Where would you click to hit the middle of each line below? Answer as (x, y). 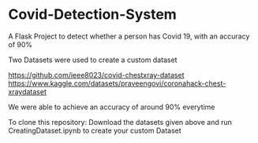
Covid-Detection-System (93, 15)
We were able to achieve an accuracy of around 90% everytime (112, 107)
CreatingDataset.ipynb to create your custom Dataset (95, 130)
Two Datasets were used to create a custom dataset (93, 60)
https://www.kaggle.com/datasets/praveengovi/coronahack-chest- (117, 83)
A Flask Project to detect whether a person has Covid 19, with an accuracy (129, 36)
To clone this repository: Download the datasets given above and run (120, 122)
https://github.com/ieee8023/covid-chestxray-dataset (96, 75)
